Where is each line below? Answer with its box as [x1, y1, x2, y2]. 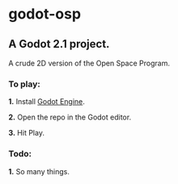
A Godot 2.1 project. [8, 37, 110, 51]
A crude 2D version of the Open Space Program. [8, 58, 170, 68]
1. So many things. [8, 166, 70, 176]
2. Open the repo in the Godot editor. [8, 112, 132, 122]
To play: [8, 78, 40, 90]
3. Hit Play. [8, 128, 44, 138]
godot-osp [8, 5, 82, 23]
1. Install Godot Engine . [8, 97, 85, 107]
